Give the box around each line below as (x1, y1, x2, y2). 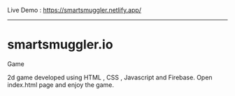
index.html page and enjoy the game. (7, 80, 114, 89)
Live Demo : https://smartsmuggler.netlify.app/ (7, 6, 142, 14)
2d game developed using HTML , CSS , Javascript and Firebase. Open (7, 73, 213, 81)
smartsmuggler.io (7, 37, 113, 53)
